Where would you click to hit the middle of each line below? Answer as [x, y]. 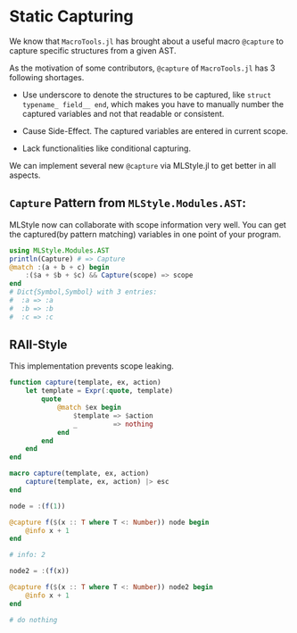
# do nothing [33, 620]
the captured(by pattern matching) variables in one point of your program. [145, 234]
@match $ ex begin [89, 408]
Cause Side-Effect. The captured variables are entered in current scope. [155, 130]
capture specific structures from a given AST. [93, 50]
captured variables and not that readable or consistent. [123, 113]
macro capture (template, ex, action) [79, 474]
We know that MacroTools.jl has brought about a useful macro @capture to [146, 41]
